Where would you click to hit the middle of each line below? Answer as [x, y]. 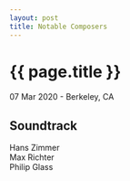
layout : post [34, 18]
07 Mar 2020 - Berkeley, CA [62, 97]
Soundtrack [44, 126]
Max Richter [32, 157]
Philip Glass [31, 167]
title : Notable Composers [58, 27]
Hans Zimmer [35, 148]
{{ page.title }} [65, 72]
